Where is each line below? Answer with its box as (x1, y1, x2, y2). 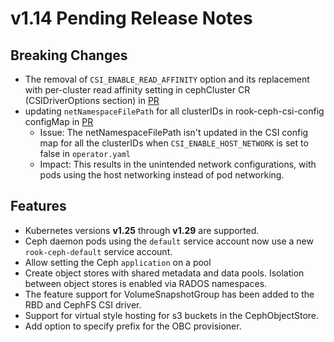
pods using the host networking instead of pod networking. (39, 169, 285, 181)
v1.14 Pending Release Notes (10, 7, 253, 30)
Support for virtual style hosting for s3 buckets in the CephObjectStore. (24, 309, 320, 321)
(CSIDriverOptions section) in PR (24, 95, 160, 106)
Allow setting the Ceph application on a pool (24, 256, 212, 268)
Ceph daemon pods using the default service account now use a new (24, 235, 314, 247)
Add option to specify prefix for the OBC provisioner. (24, 320, 242, 332)
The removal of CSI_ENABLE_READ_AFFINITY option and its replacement (24, 73, 310, 85)
